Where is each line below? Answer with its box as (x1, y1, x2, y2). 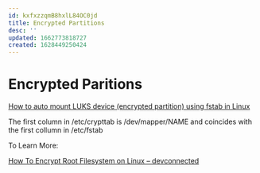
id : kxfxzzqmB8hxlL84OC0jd (8, 11, 98, 20)
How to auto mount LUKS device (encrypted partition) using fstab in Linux (8, 102, 250, 111)
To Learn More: (8, 140, 59, 151)
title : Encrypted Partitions (8, 19, 105, 27)
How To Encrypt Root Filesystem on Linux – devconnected (8, 156, 200, 166)
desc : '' (8, 26, 37, 34)
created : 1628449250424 (8, 41, 87, 49)
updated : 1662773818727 (8, 33, 87, 42)
